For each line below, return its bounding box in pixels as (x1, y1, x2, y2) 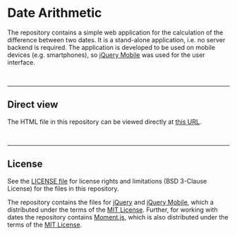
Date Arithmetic (7, 5, 102, 21)
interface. (7, 58, 35, 66)
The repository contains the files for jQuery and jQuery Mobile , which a (7, 198, 214, 206)
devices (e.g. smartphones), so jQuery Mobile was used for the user (7, 51, 206, 59)
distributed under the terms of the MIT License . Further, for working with (7, 205, 218, 214)
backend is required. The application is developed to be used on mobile (7, 43, 216, 51)
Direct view (7, 99, 59, 110)
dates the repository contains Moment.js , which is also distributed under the (7, 212, 229, 221)
